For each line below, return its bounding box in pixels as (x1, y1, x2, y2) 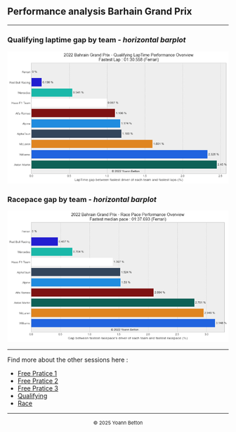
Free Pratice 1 (17, 369, 58, 378)
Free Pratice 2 (17, 376, 58, 386)
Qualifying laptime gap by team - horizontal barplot (7, 34, 186, 44)
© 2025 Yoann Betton (93, 419, 143, 426)
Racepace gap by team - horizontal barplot (7, 194, 157, 204)
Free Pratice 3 (17, 384, 58, 393)
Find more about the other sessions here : (7, 355, 129, 364)
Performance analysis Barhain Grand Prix (7, 6, 192, 18)
